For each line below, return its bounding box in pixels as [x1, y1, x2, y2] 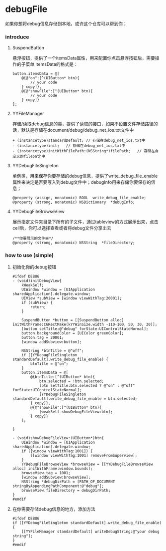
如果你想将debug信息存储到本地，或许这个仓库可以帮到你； [5, 20, 128, 26]
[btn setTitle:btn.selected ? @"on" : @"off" [39, 383, 135, 388]
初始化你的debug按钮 [12, 264, 56, 270]
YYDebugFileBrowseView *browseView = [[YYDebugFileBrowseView [21, 462, 153, 467]
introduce [5, 33, 29, 40]
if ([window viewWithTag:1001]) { [21, 448, 93, 454]
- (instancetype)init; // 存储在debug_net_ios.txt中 [12, 143, 126, 148]
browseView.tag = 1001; [21, 470, 71, 475]
